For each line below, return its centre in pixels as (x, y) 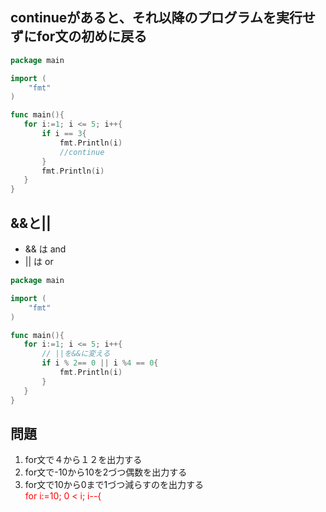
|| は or (39, 261)
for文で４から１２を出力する (83, 460)
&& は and (45, 249)
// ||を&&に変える (76, 354)
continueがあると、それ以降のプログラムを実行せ (163, 18)
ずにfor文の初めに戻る (79, 36)
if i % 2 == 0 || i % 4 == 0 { (100, 363)
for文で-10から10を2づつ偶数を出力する (106, 472)
